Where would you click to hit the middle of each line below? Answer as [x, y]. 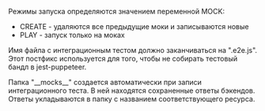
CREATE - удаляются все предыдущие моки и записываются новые [134, 26]
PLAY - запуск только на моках [72, 35]
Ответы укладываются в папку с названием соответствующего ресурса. [132, 99]
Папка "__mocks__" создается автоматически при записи [105, 82]
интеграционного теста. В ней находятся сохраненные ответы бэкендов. [132, 91]
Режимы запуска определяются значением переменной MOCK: [117, 11]
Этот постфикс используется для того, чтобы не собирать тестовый [123, 59]
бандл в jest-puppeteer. [47, 67]
